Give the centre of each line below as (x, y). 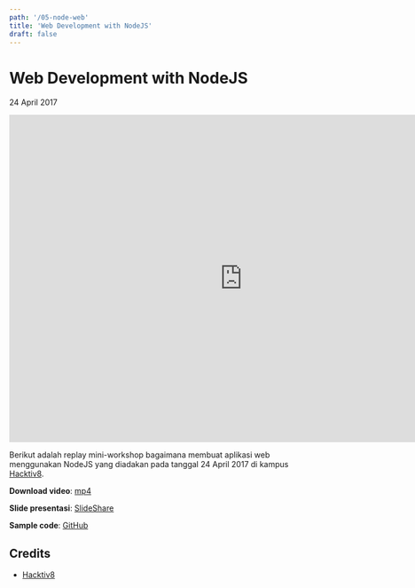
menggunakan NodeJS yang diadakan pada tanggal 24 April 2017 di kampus (149, 465)
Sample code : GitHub (49, 526)
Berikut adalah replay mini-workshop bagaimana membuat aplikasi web (140, 455)
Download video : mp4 (50, 491)
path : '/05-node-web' (49, 17)
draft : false (33, 34)
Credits (30, 553)
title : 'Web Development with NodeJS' (81, 26)
